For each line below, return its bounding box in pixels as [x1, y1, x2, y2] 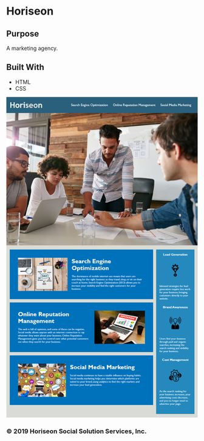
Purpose [6, 29, 39, 39]
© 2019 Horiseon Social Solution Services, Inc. [6, 427, 147, 436]
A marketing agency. [6, 44, 58, 52]
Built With [6, 62, 44, 72]
